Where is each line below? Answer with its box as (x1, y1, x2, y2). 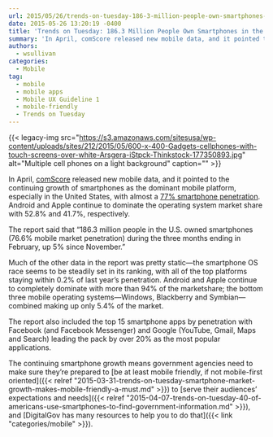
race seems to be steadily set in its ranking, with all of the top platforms (8, 266, 248, 276)
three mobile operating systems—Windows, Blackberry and (8, 292, 208, 302)
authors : (8, 42, 38, 50)
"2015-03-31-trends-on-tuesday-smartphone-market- (74, 376, 256, 385)
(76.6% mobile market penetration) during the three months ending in (8, 234, 241, 243)
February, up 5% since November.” (8, 242, 126, 251)
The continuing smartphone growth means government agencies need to (8, 359, 253, 368)
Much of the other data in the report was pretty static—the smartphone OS (8, 258, 258, 267)
